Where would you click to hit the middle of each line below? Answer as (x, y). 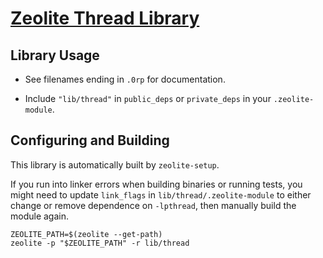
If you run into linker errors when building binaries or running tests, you (156, 184)
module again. (40, 216)
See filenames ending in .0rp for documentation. (125, 79)
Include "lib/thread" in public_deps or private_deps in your (148, 98)
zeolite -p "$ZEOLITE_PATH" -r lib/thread (100, 243)
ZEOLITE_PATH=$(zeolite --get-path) (86, 234)
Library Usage (55, 55)
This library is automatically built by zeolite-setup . (115, 164)
